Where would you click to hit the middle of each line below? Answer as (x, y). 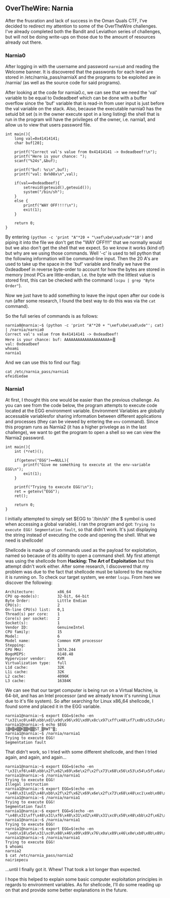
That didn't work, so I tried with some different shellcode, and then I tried (81, 752)
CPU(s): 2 (32, 605)
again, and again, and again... (36, 757)
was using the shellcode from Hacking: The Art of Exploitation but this (79, 561)
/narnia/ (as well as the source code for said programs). (63, 83)
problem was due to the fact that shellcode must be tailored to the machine (83, 572)
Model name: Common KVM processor (54, 641)
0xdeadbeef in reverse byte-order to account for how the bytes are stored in (85, 269)
